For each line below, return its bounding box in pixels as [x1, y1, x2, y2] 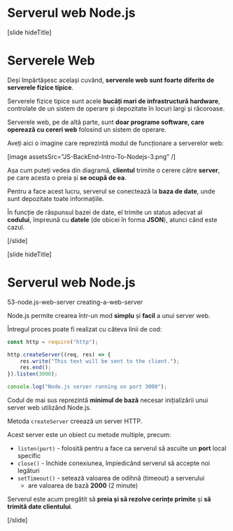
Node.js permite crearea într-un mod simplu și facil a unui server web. [7, 311, 211, 319]
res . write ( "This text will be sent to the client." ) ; [20, 357, 180, 365]
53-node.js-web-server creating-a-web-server [7, 298, 143, 306]
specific [17, 452, 41, 460]
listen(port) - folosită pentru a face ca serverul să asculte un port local [17, 444, 227, 453]
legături [17, 467, 40, 475]
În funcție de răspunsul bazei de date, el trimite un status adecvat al [7, 208, 203, 216]
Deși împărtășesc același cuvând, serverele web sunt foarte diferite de [7, 76, 215, 84]
